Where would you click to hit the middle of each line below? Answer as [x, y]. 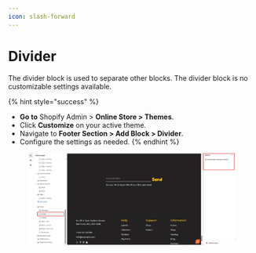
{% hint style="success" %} [54, 101]
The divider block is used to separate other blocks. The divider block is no [128, 78]
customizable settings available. [60, 86]
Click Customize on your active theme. [83, 125]
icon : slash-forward [42, 16]
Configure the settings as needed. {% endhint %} [99, 142]
